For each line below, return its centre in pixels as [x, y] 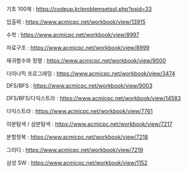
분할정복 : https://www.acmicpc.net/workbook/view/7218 [77, 137]
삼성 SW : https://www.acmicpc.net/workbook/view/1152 [77, 163]
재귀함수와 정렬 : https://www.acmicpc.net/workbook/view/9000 [86, 60]
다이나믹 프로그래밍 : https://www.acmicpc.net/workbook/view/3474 [91, 74]
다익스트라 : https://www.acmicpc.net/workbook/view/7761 [80, 111]
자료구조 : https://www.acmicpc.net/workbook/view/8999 [78, 48]
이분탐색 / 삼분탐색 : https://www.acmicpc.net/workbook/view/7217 [89, 124]
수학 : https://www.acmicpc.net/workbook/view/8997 [73, 35]
